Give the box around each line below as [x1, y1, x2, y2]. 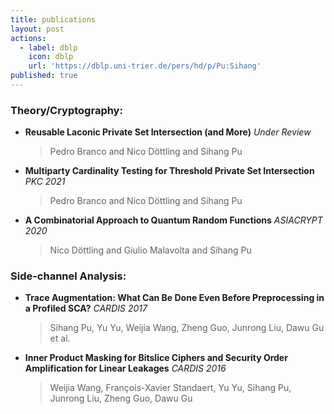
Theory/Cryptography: [10, 103, 123, 117]
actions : [10, 33, 47, 43]
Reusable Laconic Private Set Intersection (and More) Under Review [24, 126, 312, 138]
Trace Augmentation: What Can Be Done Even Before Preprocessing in [24, 292, 325, 304]
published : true [10, 71, 78, 81]
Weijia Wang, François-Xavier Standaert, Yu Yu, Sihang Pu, [49, 382, 292, 394]
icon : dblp [28, 52, 74, 62]
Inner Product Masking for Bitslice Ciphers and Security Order [24, 352, 288, 364]
